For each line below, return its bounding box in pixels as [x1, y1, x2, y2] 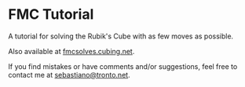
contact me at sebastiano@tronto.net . [8, 70, 131, 79]
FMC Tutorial [8, 5, 94, 24]
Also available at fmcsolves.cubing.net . [8, 46, 135, 56]
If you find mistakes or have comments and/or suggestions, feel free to [8, 61, 238, 71]
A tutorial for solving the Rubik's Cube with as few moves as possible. [8, 31, 234, 41]
